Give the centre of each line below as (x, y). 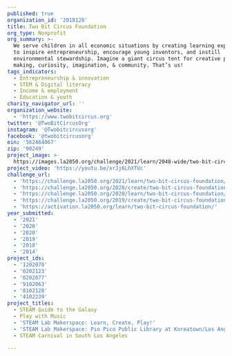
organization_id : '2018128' (48, 20)
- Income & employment (46, 91)
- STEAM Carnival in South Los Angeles (71, 336)
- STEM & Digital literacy (52, 84)
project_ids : (26, 258)
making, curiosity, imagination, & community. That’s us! (99, 65)
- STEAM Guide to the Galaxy (55, 310)
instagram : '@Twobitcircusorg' (52, 130)
